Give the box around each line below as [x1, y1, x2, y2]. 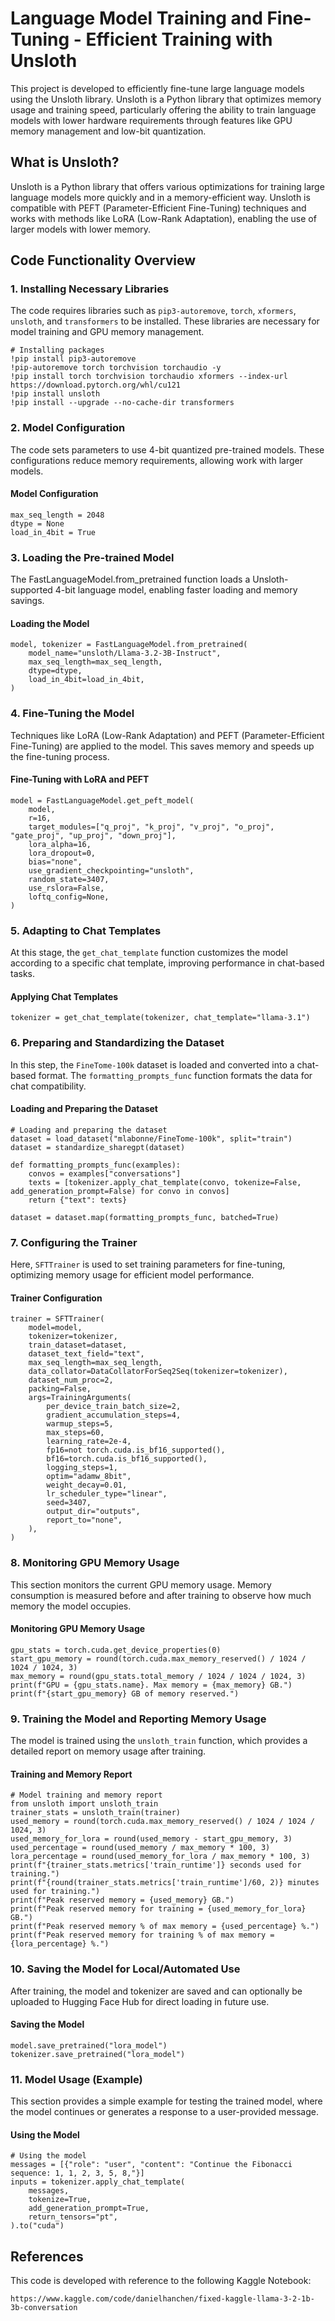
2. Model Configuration [10, 421, 126, 435]
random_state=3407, [28, 874, 110, 884]
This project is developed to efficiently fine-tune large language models [10, 82, 305, 94]
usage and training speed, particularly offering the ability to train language [10, 103, 317, 116]
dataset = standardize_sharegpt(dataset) [10, 1142, 186, 1152]
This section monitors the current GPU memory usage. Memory [10, 1578, 272, 1591]
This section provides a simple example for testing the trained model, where [10, 2095, 323, 2107]
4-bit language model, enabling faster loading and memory [54, 584, 298, 596]
